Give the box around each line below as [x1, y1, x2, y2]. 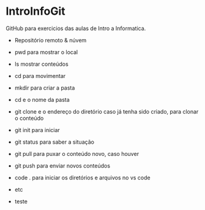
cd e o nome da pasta [14, 96, 70, 103]
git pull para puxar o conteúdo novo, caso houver [14, 150, 139, 157]
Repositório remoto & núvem [14, 36, 87, 44]
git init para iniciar [14, 126, 61, 133]
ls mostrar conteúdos [14, 60, 69, 68]
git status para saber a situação [14, 138, 94, 146]
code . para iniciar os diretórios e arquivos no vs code [14, 174, 151, 181]
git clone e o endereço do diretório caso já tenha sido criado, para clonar [14, 107, 199, 115]
